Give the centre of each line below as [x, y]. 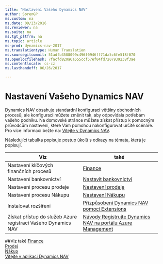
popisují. [14, 145]
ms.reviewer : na [21, 28]
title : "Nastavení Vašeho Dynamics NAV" [47, 9]
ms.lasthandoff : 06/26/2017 [33, 68]
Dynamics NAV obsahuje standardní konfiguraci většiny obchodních [73, 110]
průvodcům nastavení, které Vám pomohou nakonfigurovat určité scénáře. [79, 125]
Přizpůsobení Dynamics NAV [115, 203]
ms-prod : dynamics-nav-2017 [33, 46]
